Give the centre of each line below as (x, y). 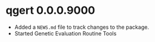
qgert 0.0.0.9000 (50, 10)
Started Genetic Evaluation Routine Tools (65, 33)
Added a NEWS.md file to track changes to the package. (82, 27)
